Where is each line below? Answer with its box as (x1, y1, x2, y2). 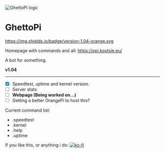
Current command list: (5, 107, 51, 113)
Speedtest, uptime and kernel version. (12, 81, 90, 87)
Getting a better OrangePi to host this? (12, 97, 90, 103)
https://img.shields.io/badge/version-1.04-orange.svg (5, 38, 114, 44)
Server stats (12, 87, 37, 92)
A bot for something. (5, 57, 47, 63)
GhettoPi (5, 22, 42, 33)
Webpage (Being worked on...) (12, 92, 77, 98)
